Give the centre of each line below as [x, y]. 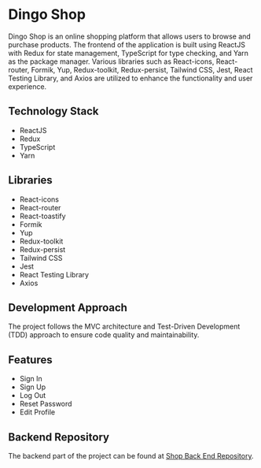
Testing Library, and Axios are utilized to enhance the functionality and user [130, 78]
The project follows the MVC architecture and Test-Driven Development [124, 327]
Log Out [33, 396]
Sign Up [32, 387]
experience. [28, 86]
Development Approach [68, 308]
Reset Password [46, 404]
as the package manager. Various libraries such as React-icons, [111, 61]
